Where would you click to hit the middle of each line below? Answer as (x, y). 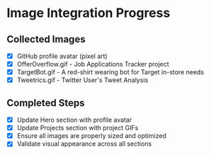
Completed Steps (46, 103)
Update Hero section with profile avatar (74, 120)
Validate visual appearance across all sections (84, 144)
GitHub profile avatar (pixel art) (62, 56)
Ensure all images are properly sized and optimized (92, 136)
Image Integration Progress (89, 13)
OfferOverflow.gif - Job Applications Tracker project (93, 64)
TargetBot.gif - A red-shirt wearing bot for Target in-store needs (110, 72)
